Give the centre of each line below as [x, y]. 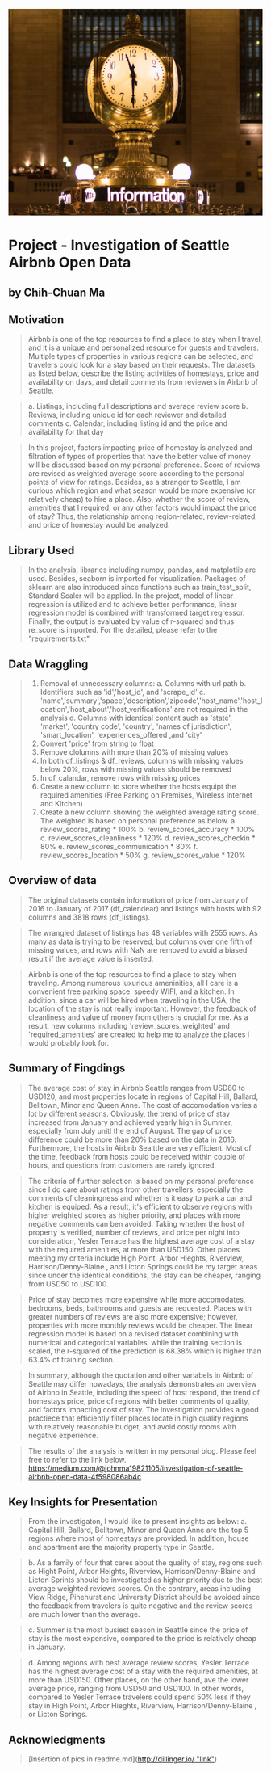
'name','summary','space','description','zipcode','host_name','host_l [151, 701]
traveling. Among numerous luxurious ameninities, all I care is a [133, 983]
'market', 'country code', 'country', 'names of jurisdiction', [136, 726]
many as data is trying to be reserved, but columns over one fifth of [140, 941]
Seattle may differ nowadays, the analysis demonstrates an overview [142, 1383]
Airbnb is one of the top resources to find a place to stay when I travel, [145, 339]
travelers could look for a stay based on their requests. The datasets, [143, 365]
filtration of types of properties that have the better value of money [140, 457]
